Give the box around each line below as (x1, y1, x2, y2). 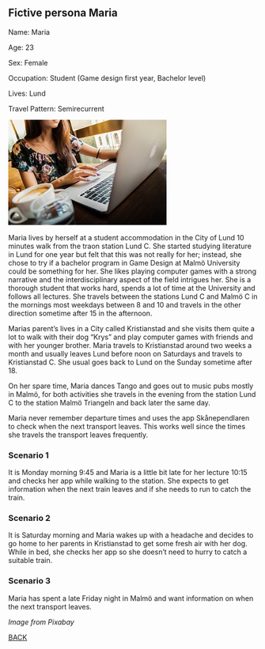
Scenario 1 (8, 450, 49, 461)
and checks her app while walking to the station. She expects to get (8, 476, 229, 485)
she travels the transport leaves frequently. (8, 430, 149, 440)
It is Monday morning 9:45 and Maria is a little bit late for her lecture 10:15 (8, 468, 248, 477)
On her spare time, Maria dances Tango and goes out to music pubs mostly (8, 381, 254, 391)
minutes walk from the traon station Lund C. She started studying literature (8, 241, 252, 251)
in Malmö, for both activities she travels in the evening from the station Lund (8, 389, 256, 398)
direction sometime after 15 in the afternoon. (8, 308, 153, 318)
